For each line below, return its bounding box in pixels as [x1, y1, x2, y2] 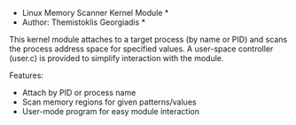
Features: [9, 70, 44, 81]
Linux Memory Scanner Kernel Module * [21, 8, 169, 18]
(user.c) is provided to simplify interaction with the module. [9, 53, 224, 63]
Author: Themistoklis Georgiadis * [21, 17, 146, 27]
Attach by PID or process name [21, 88, 136, 98]
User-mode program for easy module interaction [21, 106, 199, 116]
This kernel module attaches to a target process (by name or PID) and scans [9, 35, 288, 44]
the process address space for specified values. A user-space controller [9, 43, 274, 54]
